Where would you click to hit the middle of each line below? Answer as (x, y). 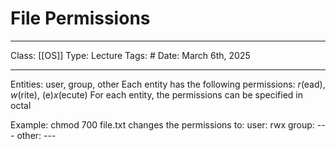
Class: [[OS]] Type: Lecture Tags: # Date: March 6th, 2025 (130, 55)
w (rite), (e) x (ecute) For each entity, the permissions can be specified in (156, 94)
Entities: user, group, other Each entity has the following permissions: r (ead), (168, 84)
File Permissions (80, 18)
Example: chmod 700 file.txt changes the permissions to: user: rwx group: (162, 124)
